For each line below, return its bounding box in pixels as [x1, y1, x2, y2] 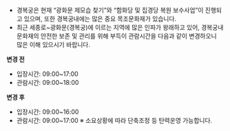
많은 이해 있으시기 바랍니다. [16, 41, 91, 48]
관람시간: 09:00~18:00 [16, 79, 79, 86]
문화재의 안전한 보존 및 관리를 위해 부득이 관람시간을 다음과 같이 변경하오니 [16, 32, 218, 40]
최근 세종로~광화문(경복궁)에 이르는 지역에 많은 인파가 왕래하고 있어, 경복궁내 [16, 23, 224, 31]
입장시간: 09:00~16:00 [16, 108, 79, 116]
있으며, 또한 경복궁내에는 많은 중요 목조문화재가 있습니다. [23, 14, 177, 23]
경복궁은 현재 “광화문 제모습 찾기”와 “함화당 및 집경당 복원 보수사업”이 [16, 6, 204, 14]
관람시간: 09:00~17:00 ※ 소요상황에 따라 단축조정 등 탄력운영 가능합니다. [16, 117, 213, 124]
